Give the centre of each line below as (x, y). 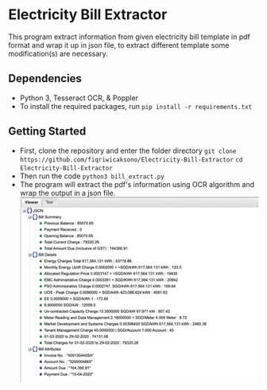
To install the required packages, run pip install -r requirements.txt (136, 106)
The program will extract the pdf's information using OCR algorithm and (137, 184)
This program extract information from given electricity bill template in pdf (129, 37)
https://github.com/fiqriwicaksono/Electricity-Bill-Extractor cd (131, 160)
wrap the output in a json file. (68, 193)
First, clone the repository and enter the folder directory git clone (128, 150)
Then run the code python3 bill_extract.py (92, 176)
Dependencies (45, 78)
